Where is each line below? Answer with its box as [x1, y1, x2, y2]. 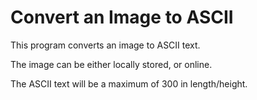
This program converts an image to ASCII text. [10, 39, 201, 51]
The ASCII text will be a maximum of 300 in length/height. [10, 77, 248, 90]
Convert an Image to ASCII [10, 6, 234, 29]
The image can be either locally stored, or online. [10, 58, 213, 70]
